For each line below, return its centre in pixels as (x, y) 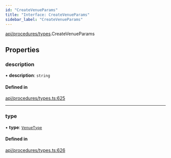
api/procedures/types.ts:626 (35, 150)
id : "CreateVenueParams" (32, 10)
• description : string (28, 75)
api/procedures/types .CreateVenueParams (50, 34)
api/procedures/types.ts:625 (35, 98)
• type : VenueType (24, 127)
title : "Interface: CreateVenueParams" (48, 15)
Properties (22, 50)
